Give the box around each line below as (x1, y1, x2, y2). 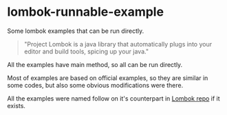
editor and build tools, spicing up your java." (23, 47, 149, 55)
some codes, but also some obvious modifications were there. (7, 81, 184, 89)
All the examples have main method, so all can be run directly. (7, 60, 183, 68)
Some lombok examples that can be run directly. (7, 27, 144, 35)
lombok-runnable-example (7, 4, 164, 20)
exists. (7, 101, 26, 110)
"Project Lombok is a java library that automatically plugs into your (23, 40, 212, 48)
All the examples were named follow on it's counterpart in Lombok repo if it (7, 94, 220, 103)
